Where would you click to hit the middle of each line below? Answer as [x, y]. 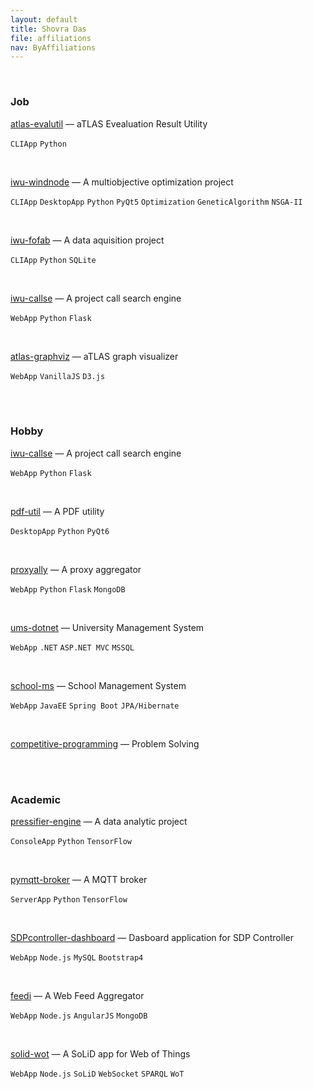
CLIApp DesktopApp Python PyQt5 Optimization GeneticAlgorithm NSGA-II [156, 202]
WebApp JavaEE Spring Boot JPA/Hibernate [95, 706]
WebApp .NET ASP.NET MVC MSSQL [72, 647]
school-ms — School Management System [98, 685]
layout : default [44, 19]
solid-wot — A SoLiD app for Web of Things [100, 1054]
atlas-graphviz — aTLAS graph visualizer [94, 356]
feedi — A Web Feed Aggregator [77, 996]
